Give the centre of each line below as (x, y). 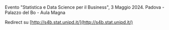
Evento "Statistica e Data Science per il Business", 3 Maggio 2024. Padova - (85, 7)
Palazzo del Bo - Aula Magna (35, 12)
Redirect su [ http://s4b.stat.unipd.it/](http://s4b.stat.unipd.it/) (69, 22)
